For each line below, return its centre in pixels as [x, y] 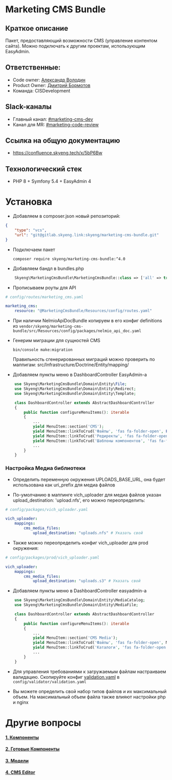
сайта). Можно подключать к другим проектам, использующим [75, 46]
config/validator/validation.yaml [49, 682]
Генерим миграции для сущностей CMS [57, 341]
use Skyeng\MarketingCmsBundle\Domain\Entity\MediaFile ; [77, 605]
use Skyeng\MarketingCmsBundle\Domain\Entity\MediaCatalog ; [80, 600]
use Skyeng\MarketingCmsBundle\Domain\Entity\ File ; [71, 384]
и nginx [21, 702]
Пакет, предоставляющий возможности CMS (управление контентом [81, 40]
